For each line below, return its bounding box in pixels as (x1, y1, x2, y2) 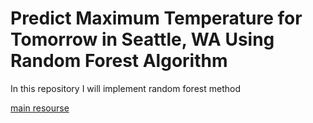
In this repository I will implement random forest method (10, 82, 241, 94)
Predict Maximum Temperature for (10, 7, 303, 30)
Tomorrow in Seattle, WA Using (10, 28, 275, 51)
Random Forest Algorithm (10, 50, 228, 72)
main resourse (10, 102, 70, 114)
